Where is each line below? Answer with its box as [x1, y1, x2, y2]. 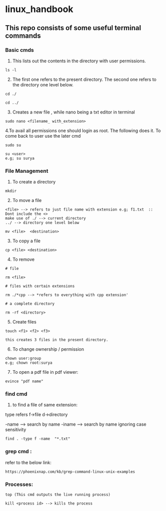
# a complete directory [5, 301, 55, 306]
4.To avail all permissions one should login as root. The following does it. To [5, 127, 161, 134]
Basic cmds [5, 46, 34, 53]
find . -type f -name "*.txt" [5, 436, 70, 442]
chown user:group [5, 356, 41, 361]
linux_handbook [5, 4, 73, 15]
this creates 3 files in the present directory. [5, 338, 108, 343]
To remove [12, 256, 35, 262]
